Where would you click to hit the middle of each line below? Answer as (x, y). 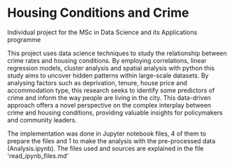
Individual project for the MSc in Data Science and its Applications (102, 32)
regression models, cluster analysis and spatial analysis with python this (111, 68)
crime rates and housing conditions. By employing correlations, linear (107, 60)
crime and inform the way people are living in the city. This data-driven (109, 97)
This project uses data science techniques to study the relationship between (117, 53)
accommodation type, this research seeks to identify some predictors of (111, 90)
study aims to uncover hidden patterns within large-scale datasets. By (108, 75)
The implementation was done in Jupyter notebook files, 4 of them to (107, 133)
